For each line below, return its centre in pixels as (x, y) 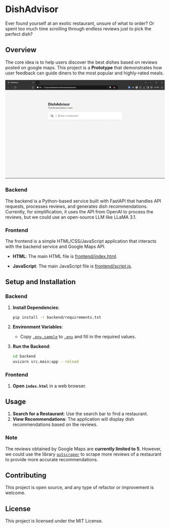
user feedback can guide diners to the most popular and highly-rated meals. (85, 73)
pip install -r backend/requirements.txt (57, 317)
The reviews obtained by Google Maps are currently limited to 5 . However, (83, 449)
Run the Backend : (31, 346)
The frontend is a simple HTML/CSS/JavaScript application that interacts (81, 241)
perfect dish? (19, 34)
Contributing (26, 475)
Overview (21, 50)
